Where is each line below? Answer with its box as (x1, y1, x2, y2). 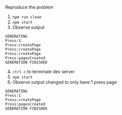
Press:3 (5, 38, 21, 43)
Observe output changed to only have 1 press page (12, 79, 117, 85)
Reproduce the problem (5, 4, 54, 10)
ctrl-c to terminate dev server (12, 69, 75, 74)
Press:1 (5, 93, 21, 98)
